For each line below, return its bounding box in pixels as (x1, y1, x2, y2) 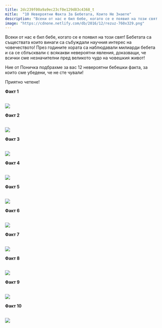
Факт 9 (5, 279, 20, 285)
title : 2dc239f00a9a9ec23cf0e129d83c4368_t (5, 7, 95, 12)
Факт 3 (5, 136, 20, 142)
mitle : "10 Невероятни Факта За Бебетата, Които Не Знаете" (5, 12, 132, 17)
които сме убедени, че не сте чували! (5, 69, 84, 76)
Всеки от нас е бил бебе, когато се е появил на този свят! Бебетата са (5, 34, 152, 40)
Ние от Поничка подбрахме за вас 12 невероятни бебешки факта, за (5, 65, 148, 70)
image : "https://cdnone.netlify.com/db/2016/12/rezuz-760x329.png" (5, 21, 145, 26)
